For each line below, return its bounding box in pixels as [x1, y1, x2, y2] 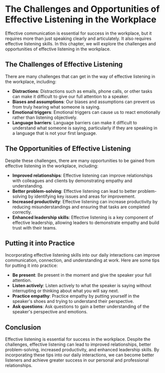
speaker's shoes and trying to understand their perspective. [12, 298, 134, 304]
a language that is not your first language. [12, 130, 97, 136]
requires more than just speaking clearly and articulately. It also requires [5, 36, 152, 41]
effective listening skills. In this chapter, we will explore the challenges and [5, 40, 156, 46]
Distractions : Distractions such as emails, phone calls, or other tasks [12, 88, 153, 94]
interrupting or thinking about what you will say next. [12, 288, 119, 294]
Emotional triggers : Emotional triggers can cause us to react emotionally [12, 109, 161, 115]
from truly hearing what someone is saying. [12, 104, 101, 110]
